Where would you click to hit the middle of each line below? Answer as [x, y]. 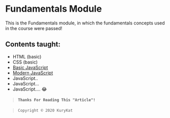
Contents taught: [33, 45]
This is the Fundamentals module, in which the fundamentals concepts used [85, 23]
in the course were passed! [34, 28]
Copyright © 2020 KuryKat [45, 110]
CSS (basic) [25, 62]
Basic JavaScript [30, 67]
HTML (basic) [27, 56]
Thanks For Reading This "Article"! [56, 100]
